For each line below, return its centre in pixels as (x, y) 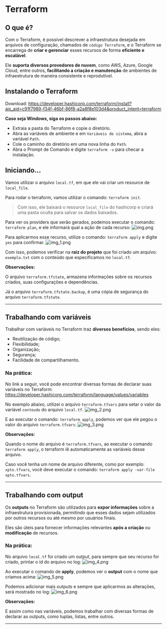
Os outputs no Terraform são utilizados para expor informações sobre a (80, 507)
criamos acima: (21, 577)
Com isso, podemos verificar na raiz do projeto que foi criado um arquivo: (81, 252)
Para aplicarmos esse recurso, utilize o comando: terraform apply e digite (81, 237)
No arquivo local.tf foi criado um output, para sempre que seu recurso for (82, 556)
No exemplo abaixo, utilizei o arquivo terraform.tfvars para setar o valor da (83, 404)
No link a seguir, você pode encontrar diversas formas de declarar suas (78, 384)
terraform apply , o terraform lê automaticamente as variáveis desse (75, 449)
